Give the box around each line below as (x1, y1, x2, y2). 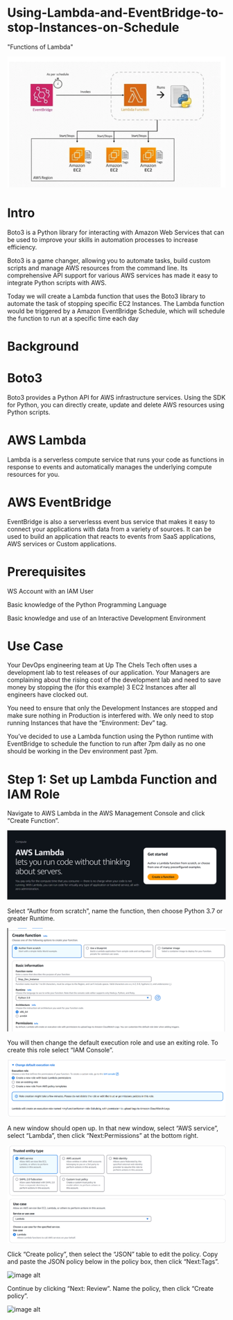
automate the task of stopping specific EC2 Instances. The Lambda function (7, 299, 225, 307)
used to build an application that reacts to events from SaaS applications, (7, 532, 216, 540)
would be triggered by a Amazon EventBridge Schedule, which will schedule (7, 307, 225, 315)
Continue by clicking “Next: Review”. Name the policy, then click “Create (7, 1285, 214, 1293)
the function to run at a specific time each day (7, 314, 139, 323)
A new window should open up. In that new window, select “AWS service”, (7, 1124, 218, 1132)
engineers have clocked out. (7, 690, 89, 699)
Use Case (7, 638, 64, 654)
